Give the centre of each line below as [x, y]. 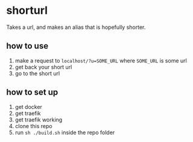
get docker [28, 106]
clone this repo [33, 126]
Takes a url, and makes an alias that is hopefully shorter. [76, 27]
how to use [27, 46]
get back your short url [43, 67]
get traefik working [39, 119]
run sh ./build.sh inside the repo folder [65, 132]
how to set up [32, 92]
